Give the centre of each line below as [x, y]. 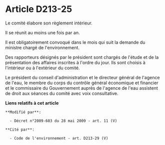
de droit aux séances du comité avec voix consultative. [62, 93]
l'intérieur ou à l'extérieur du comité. [42, 68]
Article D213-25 [39, 9]
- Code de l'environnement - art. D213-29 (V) [59, 138]
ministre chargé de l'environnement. [42, 47]
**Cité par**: [20, 130]
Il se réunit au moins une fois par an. [42, 32]
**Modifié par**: [23, 112]
